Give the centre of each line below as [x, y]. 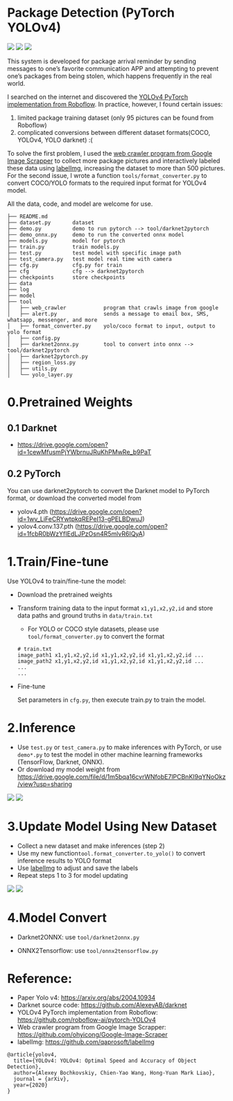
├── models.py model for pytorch [67, 241]
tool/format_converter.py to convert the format [96, 636]
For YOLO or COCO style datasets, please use [93, 629]
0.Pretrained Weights [70, 402]
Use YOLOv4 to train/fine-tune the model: [67, 581]
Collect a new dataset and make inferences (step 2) [91, 846]
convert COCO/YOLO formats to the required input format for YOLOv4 [107, 183]
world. [16, 83]
